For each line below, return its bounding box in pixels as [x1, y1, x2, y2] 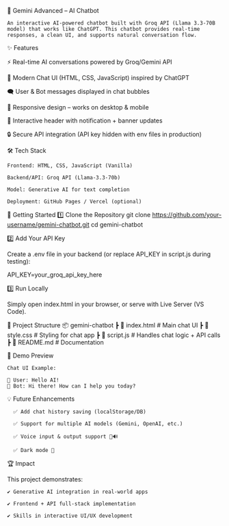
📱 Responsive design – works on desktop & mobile [7, 103, 149, 111]
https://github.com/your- [152, 211, 222, 218]
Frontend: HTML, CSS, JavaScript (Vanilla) [7, 162, 133, 169]
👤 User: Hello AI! [7, 377, 59, 384]
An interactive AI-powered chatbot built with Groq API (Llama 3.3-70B [7, 20, 215, 27]
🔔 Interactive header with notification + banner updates [7, 116, 163, 125]
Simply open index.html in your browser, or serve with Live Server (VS [7, 300, 204, 308]
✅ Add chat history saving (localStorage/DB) [13, 408, 147, 415]
